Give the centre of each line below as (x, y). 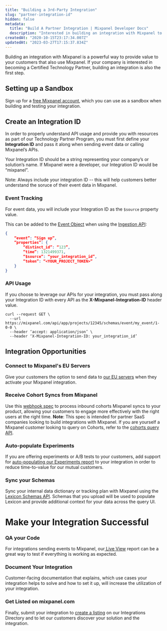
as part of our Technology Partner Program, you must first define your (77, 139)
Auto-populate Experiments (40, 445)
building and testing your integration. (43, 106)
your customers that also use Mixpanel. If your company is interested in (79, 62)
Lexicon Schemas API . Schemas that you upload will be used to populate (80, 497)
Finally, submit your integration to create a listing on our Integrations (75, 612)
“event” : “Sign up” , (35, 238)
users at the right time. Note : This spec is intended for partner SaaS (75, 416)
